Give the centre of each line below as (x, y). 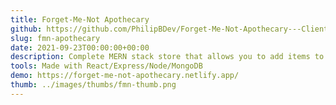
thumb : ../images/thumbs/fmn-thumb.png (93, 85)
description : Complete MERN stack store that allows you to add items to (167, 57)
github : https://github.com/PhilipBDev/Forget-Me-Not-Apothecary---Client (169, 29)
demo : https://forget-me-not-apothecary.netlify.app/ (125, 76)
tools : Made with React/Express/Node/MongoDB (106, 66)
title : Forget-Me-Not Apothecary (80, 19)
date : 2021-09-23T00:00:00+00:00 (80, 47)
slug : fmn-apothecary (55, 38)
